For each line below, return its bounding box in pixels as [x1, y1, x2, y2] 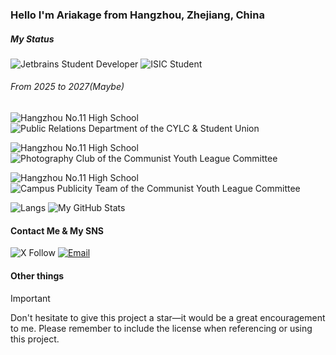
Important [10, 292, 51, 304]
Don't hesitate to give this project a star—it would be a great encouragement [10, 311, 326, 323]
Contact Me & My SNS [10, 224, 105, 237]
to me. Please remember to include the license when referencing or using [10, 322, 313, 334]
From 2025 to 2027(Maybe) [10, 81, 125, 93]
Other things [10, 269, 65, 282]
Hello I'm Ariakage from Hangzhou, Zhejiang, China [10, 8, 265, 22]
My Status [10, 33, 55, 45]
